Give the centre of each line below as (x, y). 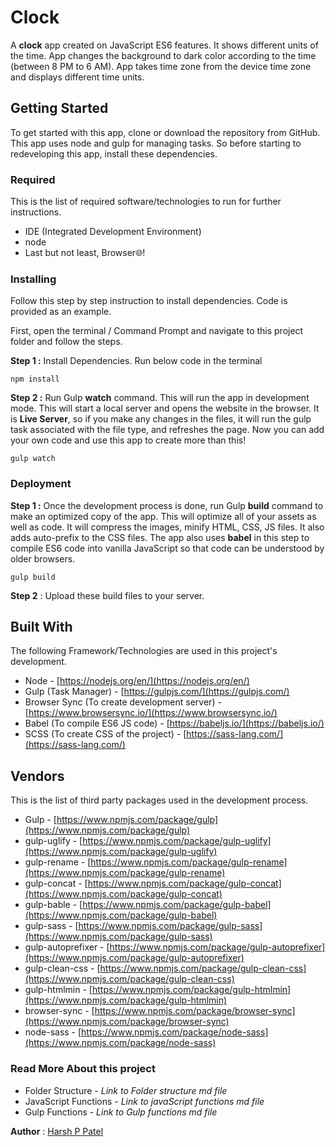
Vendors (37, 776)
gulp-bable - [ (53, 905)
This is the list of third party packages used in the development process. (159, 800)
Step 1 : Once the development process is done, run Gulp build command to (167, 505)
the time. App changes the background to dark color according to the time (163, 55)
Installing (33, 279)
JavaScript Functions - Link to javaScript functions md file (144, 1101)
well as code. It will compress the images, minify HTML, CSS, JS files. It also (167, 527)
